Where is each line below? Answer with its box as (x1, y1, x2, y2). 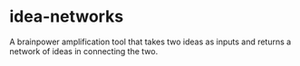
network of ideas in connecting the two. (9, 45, 159, 56)
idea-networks (9, 6, 124, 27)
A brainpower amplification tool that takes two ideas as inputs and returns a (9, 36, 292, 47)
